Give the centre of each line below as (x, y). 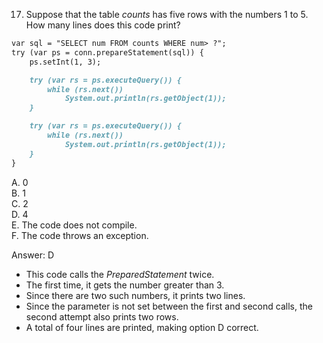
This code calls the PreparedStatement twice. (120, 274)
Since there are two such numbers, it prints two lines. (135, 295)
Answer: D (33, 255)
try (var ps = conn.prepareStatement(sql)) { (107, 52)
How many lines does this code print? (103, 25)
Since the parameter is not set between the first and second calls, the (169, 306)
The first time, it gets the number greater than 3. (125, 285)
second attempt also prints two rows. (102, 316)
